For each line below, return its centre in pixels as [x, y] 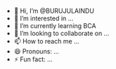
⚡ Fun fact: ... [33, 59]
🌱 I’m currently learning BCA [55, 26]
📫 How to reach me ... [46, 41]
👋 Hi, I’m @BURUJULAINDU [54, 11]
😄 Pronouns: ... [37, 51]
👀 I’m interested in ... [44, 18]
